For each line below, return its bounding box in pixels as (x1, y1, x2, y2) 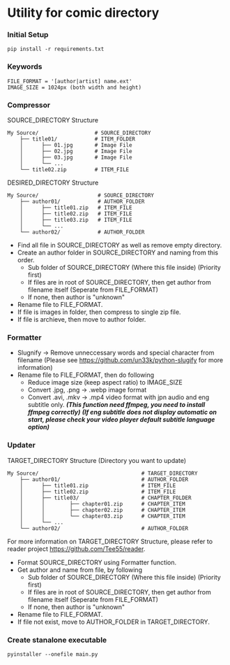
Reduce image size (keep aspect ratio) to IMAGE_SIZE (27, 378, 183, 387)
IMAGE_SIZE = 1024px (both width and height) (7, 84, 141, 91)
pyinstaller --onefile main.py (7, 650, 98, 658)
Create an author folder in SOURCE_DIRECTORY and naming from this (17, 248, 218, 257)
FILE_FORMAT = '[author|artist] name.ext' (7, 78, 132, 85)
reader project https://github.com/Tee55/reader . (7, 544, 146, 553)
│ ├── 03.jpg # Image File (20, 154, 132, 162)
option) (27, 423, 50, 431)
